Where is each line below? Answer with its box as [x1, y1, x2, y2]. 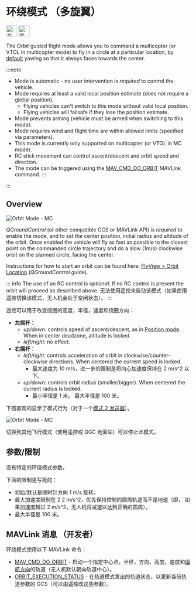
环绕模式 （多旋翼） [6, 5, 101, 19]
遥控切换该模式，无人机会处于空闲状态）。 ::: [6, 294, 112, 301]
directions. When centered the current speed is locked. [49, 358, 182, 365]
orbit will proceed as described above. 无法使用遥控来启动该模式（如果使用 [6, 287, 187, 294]
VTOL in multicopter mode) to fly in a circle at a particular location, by [6, 48, 174, 56]
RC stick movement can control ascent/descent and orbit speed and [14, 152, 180, 159]
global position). [14, 96, 54, 103]
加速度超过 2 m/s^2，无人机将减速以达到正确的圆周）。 [19, 503, 151, 510]
